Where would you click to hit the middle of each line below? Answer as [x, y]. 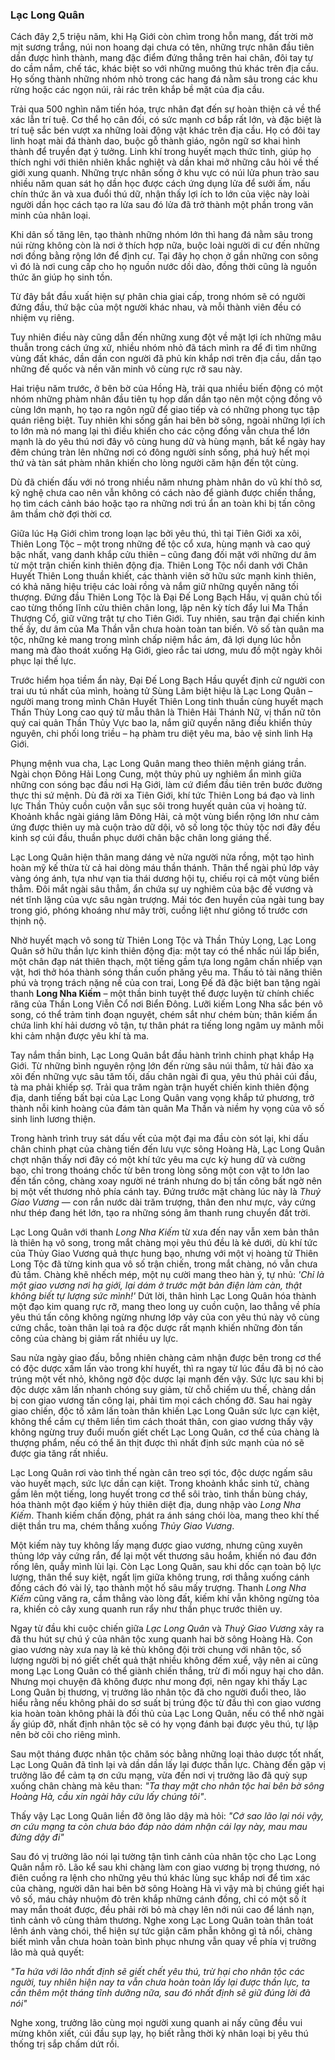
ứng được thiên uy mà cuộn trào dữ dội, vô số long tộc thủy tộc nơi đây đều [165, 827]
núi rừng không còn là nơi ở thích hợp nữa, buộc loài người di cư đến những [165, 245]
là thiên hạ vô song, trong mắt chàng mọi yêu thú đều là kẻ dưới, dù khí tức [164, 1243]
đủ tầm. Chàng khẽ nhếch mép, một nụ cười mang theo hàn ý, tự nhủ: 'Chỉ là [167, 1275]
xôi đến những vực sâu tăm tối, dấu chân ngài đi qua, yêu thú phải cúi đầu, [164, 1077]
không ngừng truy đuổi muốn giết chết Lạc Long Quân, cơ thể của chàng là [165, 1432]
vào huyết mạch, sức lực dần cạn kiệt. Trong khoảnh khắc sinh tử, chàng [160, 1484]
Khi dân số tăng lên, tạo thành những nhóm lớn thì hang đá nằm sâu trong [161, 235]
